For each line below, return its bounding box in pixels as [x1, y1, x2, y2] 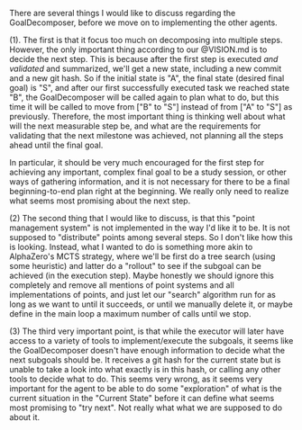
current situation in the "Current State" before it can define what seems [9, 393, 275, 403]
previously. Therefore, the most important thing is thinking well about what [9, 112, 286, 121]
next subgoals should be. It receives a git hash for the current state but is [9, 354, 281, 365]
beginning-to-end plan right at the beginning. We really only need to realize [9, 186, 289, 196]
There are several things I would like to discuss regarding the [9, 8, 236, 18]
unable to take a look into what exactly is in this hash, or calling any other [9, 364, 281, 374]
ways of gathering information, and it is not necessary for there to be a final [9, 176, 290, 187]
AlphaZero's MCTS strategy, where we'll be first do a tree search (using [9, 251, 276, 262]
